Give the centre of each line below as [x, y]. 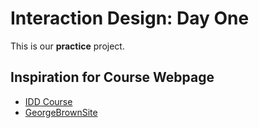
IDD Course [48, 101]
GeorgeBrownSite [61, 112]
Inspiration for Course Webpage [112, 77]
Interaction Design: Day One [130, 18]
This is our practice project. [67, 46]
